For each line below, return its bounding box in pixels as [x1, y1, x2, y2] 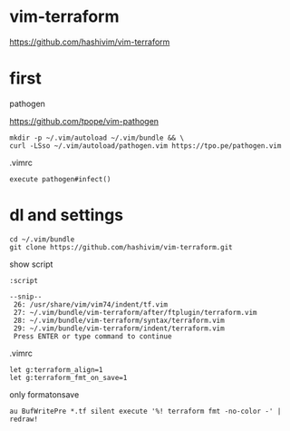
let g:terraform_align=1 [9, 365, 103, 374]
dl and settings [9, 205, 124, 226]
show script [9, 259, 53, 269]
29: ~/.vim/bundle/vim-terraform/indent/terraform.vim [13, 324, 225, 333]
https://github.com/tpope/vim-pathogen [9, 115, 159, 126]
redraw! [9, 415, 39, 424]
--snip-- [9, 292, 43, 301]
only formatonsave [9, 388, 80, 400]
